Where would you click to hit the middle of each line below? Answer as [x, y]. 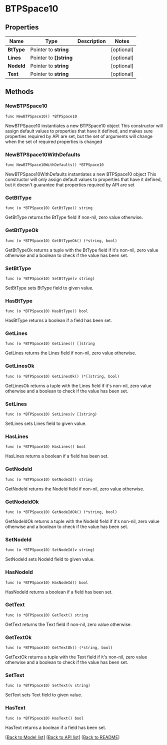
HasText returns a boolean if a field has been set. [56, 727]
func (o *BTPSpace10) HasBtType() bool [47, 311]
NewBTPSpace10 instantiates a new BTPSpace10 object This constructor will [84, 125]
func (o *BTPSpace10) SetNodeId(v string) [50, 550]
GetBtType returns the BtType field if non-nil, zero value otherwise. [74, 217]
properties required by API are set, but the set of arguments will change [79, 136]
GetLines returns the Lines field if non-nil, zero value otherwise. [71, 353]
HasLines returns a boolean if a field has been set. [57, 456]
